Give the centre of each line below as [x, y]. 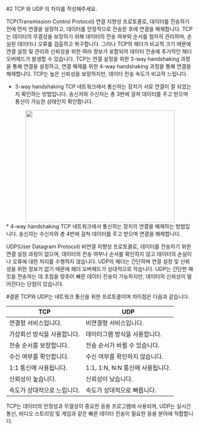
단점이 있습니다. [45, 284]
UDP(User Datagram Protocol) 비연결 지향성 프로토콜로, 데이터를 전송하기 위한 [99, 246]
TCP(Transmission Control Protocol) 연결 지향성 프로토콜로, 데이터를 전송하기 [98, 22]
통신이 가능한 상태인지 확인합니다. [54, 101]
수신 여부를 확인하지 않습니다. [125, 356]
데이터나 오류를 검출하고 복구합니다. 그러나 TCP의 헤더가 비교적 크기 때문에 [104, 44]
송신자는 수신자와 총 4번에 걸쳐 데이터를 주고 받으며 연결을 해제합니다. [100, 234]
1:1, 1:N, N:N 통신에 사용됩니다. [128, 368]
